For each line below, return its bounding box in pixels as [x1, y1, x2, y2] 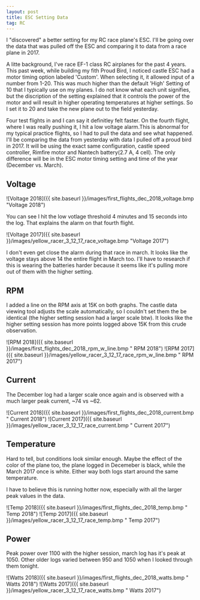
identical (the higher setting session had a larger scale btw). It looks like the [6, 314, 193, 321]
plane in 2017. [6, 49, 40, 56]
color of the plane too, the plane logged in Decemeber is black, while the [6, 461, 186, 469]
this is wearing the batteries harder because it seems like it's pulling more [6, 262, 188, 269]
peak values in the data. [6, 492, 65, 499]
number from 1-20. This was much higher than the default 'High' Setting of [6, 80, 190, 87]
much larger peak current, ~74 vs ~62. [6, 397, 102, 404]
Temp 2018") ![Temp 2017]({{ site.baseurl [6, 510, 108, 517]
